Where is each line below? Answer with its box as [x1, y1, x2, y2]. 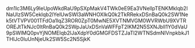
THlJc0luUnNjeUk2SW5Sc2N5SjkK [6, 36, 91, 42]
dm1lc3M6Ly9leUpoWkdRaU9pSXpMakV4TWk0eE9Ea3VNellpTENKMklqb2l [6, 5, 188, 12]
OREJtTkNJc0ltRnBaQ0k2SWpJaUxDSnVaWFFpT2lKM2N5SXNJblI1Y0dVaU [6, 23, 188, 30]
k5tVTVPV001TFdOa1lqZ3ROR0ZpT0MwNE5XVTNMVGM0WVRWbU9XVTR [6, 17, 186, 24]
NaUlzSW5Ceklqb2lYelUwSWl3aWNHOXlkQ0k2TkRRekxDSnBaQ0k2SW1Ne [6, 11, 189, 18]
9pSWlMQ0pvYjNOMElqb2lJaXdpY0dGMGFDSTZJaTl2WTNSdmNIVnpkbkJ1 [6, 29, 189, 36]
